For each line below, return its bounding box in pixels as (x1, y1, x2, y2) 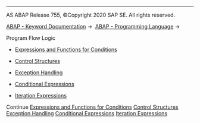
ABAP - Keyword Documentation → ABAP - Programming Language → (6, 23, 180, 30)
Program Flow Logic (6, 34, 55, 42)
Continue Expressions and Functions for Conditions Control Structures (6, 103, 179, 111)
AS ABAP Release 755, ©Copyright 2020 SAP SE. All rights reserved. (6, 11, 176, 18)
